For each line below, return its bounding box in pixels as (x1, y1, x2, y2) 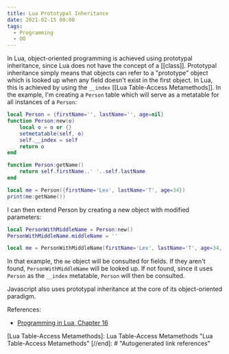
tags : (7, 23, 23, 29)
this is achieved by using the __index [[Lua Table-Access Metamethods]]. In (7, 84, 221, 92)
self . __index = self (19, 136, 78, 144)
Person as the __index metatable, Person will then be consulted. (7, 272, 185, 280)
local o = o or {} (19, 124, 72, 131)
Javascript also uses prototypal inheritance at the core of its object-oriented (7, 285, 223, 293)
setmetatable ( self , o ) (19, 130, 84, 137)
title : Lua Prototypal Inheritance (7, 10, 109, 17)
